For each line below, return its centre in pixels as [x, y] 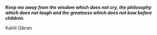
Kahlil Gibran [19, 28]
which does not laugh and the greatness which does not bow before [79, 13]
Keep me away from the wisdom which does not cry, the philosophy [78, 7]
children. [15, 18]
